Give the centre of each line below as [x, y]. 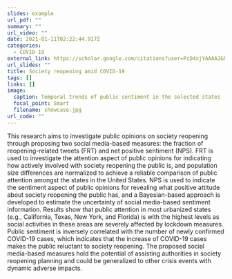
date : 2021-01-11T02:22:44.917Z [54, 39]
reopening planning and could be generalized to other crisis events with [109, 260]
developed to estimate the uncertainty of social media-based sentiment [109, 202]
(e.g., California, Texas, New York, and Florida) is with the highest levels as [113, 217]
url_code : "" [26, 116]
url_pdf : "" [24, 20]
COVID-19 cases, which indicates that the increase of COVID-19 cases [107, 238]
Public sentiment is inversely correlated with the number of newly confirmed [116, 231]
